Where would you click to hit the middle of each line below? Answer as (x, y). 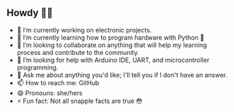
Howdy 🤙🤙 (30, 13)
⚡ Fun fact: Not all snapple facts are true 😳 (80, 101)
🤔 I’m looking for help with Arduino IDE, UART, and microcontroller (113, 60)
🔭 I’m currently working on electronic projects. (84, 30)
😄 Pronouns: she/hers (49, 93)
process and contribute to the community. (78, 52)
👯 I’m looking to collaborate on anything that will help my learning (112, 45)
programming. (37, 67)
